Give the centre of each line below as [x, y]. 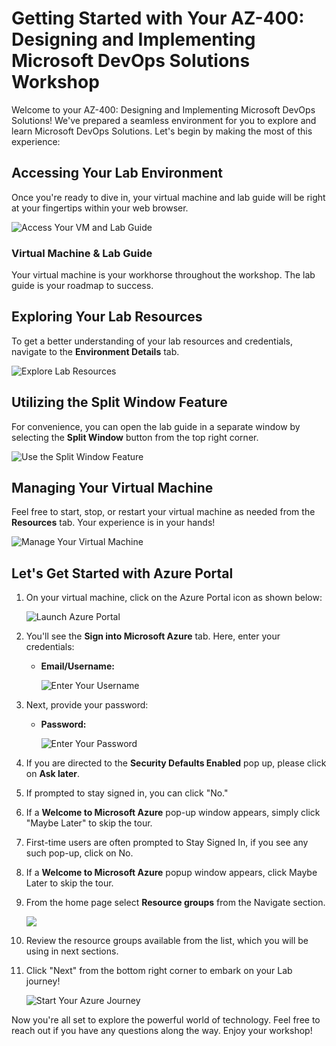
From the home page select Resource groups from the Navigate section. [175, 903]
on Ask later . [52, 774]
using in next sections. [72, 951]
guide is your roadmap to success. [82, 286]
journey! [43, 981]
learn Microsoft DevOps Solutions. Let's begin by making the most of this [162, 131]
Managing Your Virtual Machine [112, 488]
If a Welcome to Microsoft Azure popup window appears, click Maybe [171, 873]
